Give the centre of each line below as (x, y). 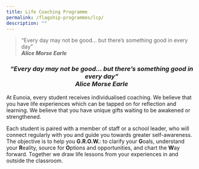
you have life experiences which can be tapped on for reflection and (91, 104)
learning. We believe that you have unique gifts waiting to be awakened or (98, 110)
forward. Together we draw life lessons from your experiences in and (92, 154)
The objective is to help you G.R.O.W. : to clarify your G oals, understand (96, 141)
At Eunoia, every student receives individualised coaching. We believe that (99, 97)
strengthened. (24, 116)
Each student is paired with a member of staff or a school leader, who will (98, 128)
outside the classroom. (35, 161)
